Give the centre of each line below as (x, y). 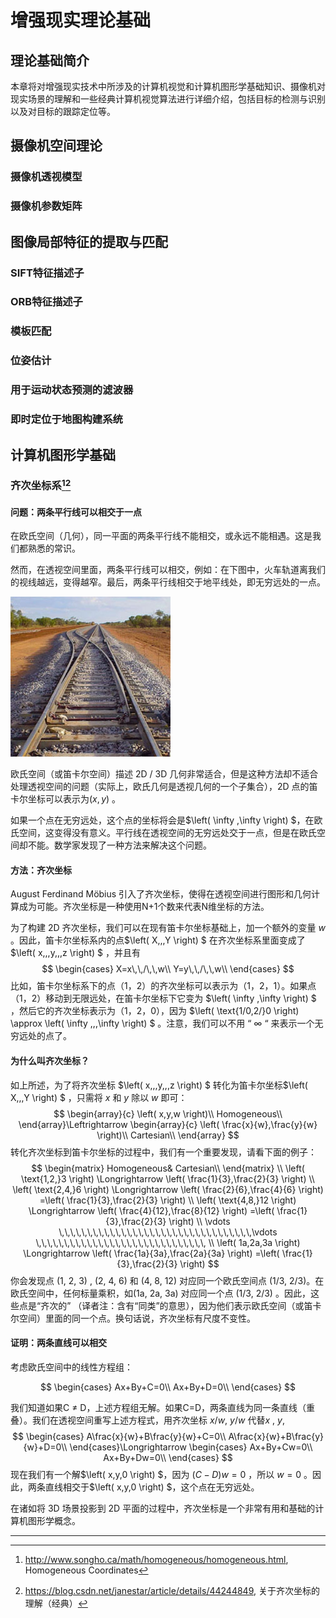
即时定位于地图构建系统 (66, 419)
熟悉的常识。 (54, 548)
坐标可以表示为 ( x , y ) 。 (74, 799)
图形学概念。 (54, 1520)
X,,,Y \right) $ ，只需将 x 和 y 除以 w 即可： (99, 1097)
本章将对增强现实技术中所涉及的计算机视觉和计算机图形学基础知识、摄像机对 (168, 86)
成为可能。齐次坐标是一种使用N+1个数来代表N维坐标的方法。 (144, 907)
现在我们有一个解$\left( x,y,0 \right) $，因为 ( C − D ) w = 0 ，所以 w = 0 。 (161, 1474)
